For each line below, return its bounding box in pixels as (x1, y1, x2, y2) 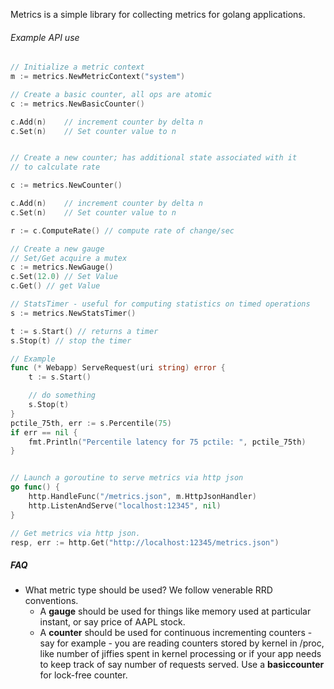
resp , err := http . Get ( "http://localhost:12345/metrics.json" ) (10, 537, 280, 548)
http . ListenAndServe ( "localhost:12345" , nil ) (28, 500, 222, 511)
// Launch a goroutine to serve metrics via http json (10, 473, 244, 483)
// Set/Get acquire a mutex (10, 253, 128, 263)
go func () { (10, 482, 60, 493)
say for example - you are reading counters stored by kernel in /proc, (39, 637, 325, 649)
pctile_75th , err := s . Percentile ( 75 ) (10, 418, 172, 428)
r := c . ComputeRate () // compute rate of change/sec (10, 225, 235, 236)
